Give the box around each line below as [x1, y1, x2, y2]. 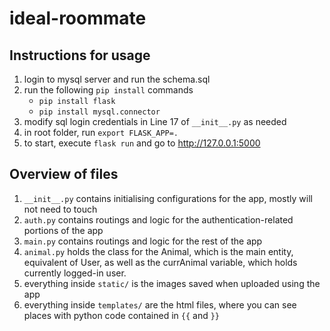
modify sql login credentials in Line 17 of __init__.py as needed [23, 116, 287, 127]
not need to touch [23, 203, 98, 215]
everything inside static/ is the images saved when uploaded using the [23, 277, 321, 289]
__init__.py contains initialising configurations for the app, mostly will [23, 192, 313, 204]
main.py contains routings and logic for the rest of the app [23, 235, 263, 247]
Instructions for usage [9, 47, 151, 64]
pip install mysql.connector [38, 107, 161, 117]
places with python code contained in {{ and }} [23, 309, 221, 321]
